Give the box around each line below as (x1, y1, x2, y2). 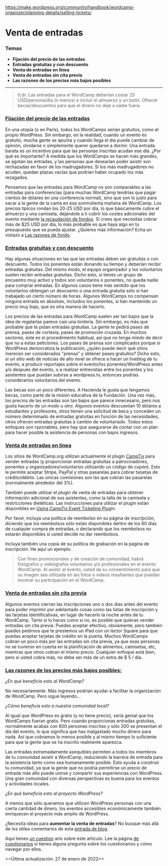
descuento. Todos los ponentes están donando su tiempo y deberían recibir (5, 261, 161, 267)
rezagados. (5, 174, 28, 180)
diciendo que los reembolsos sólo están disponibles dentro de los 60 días (5, 521, 157, 527)
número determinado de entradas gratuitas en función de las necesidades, (5, 413, 159, 419)
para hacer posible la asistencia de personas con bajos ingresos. (5, 429, 139, 436)
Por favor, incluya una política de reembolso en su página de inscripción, (5, 515, 155, 521)
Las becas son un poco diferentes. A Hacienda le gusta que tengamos (5, 387, 150, 393)
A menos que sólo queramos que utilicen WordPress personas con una (5, 800, 151, 806)
